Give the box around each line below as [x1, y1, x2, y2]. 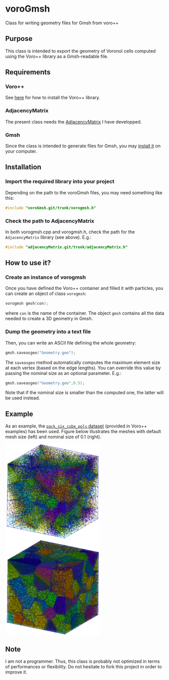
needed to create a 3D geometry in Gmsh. [5, 316, 93, 322]
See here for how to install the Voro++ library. [5, 95, 100, 101]
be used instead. [5, 395, 40, 401]
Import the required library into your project [5, 178, 115, 185]
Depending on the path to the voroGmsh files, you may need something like [5, 189, 163, 195]
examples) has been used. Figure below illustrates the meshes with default [5, 429, 161, 435]
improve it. [5, 669, 28, 675]
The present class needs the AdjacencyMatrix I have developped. [5, 118, 142, 124]
